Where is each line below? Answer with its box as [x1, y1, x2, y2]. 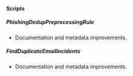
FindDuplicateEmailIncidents [6, 48, 81, 55]
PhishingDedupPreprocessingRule [6, 19, 94, 26]
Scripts [6, 5, 25, 12]
